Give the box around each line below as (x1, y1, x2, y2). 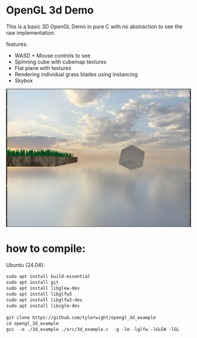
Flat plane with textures (14, 64, 72, 71)
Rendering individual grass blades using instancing (14, 71, 138, 78)
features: (6, 41, 28, 48)
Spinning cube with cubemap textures (14, 58, 107, 65)
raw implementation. (6, 29, 56, 36)
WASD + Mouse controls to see (14, 52, 91, 59)
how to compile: (6, 242, 86, 256)
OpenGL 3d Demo (6, 4, 94, 17)
